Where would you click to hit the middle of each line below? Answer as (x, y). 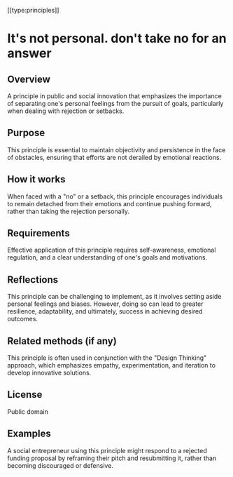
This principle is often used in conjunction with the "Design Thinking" (107, 358)
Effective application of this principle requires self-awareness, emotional (112, 250)
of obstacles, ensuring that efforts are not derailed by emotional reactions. (114, 157)
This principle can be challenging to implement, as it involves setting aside (114, 297)
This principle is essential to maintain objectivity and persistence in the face (116, 149)
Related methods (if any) (62, 341)
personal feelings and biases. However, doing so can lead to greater (106, 304)
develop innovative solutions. (49, 373)
